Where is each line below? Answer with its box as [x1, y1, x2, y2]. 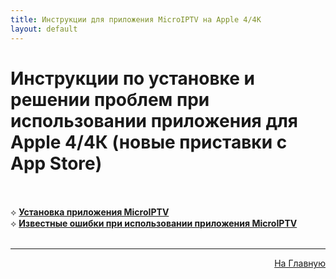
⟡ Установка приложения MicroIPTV [10, 206, 170, 218]
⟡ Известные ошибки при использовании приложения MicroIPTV [10, 217, 298, 230]
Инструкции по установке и [10, 67, 255, 90]
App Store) [10, 152, 103, 175]
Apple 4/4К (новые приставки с [10, 131, 288, 153]
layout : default [10, 24, 78, 34]
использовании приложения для [10, 109, 298, 132]
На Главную [274, 257, 326, 270]
